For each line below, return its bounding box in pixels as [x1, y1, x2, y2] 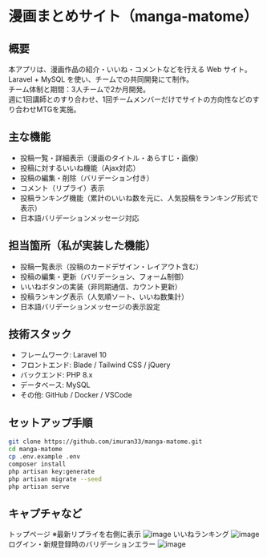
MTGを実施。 [35, 105, 81, 114]
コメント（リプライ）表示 [19, 183, 105, 192]
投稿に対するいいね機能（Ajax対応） [19, 163, 140, 172]
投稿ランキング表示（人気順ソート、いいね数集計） [19, 292, 189, 301]
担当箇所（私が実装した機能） [8, 239, 156, 252]
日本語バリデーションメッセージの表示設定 [19, 301, 160, 311]
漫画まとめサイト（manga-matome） [8, 7, 258, 26]
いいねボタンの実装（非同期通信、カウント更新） [19, 281, 182, 291]
